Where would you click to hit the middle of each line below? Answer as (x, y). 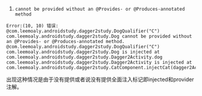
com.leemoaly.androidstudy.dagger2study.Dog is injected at (83, 52)
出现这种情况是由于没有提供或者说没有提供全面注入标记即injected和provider (100, 79)
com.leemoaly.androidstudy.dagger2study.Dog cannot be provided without (99, 36)
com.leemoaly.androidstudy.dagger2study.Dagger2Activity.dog (84, 57)
